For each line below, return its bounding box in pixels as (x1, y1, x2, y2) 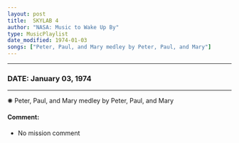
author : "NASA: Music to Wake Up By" (7, 23, 119, 31)
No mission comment (17, 129, 80, 137)
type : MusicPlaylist (7, 30, 69, 38)
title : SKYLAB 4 (7, 17, 59, 24)
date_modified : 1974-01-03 (7, 37, 87, 44)
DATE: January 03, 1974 (7, 73, 92, 83)
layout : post (7, 10, 46, 18)
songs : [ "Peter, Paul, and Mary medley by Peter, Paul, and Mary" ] (7, 43, 212, 51)
